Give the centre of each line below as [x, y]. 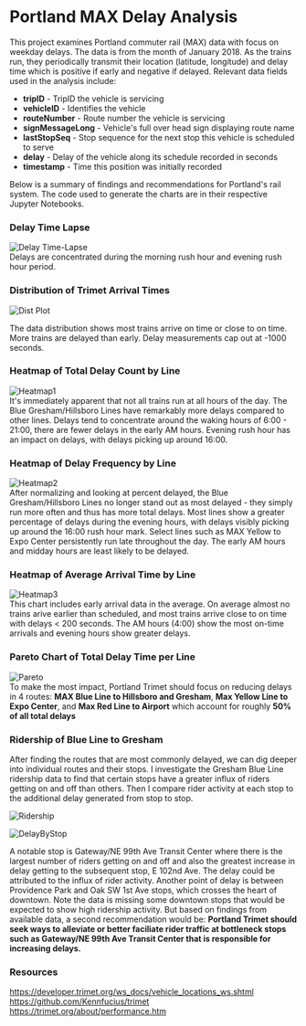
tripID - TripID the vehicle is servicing [93, 99]
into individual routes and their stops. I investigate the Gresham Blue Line [147, 769]
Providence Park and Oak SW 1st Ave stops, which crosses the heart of [143, 890]
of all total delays [42, 715]
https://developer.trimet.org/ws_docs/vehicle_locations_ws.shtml [132, 992]
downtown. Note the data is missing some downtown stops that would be [148, 900]
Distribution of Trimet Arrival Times [90, 291]
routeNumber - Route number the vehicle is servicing [124, 118]
